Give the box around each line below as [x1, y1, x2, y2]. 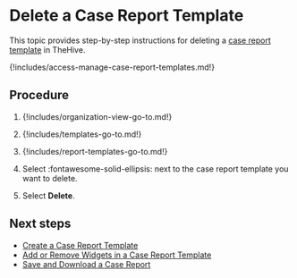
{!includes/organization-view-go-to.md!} [21, 111, 173, 122]
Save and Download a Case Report [21, 258, 151, 269]
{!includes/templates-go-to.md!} [21, 129, 142, 139]
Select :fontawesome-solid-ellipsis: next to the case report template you [21, 163, 289, 174]
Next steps [9, 216, 72, 232]
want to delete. [21, 173, 78, 183]
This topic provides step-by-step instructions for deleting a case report [9, 35, 271, 46]
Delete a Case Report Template [9, 5, 244, 26]
